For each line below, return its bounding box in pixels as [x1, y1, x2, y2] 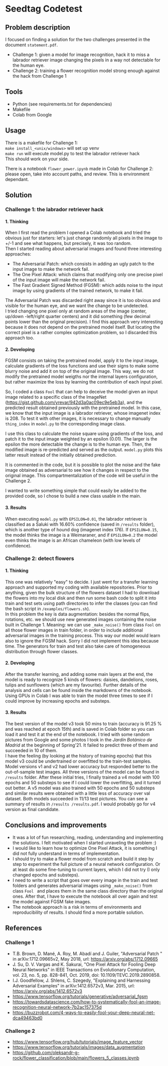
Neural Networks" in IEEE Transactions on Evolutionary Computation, [12, 966, 155, 973]
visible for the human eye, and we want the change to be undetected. [5, 303, 149, 309]
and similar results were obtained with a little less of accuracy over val [5, 790, 150, 796]
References [5, 924, 42, 932]
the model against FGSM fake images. [12, 898, 91, 905]
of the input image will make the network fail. [12, 277, 106, 283]
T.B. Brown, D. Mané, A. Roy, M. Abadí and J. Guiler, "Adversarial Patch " [12, 951, 162, 957]
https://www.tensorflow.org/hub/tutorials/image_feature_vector [12, 1039, 143, 1045]
